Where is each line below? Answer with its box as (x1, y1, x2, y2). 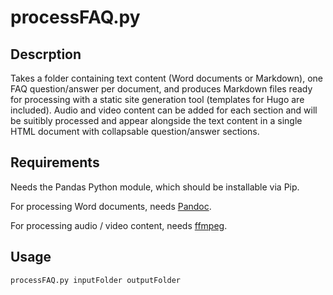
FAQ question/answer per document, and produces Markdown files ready (10, 83, 313, 95)
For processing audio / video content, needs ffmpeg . (10, 219, 228, 231)
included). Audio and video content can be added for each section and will (10, 104, 318, 116)
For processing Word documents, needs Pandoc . (10, 200, 212, 212)
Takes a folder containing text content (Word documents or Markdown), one (10, 72, 323, 84)
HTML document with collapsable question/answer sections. (10, 126, 260, 137)
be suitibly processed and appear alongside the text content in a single (10, 115, 303, 126)
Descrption (10, 46, 82, 63)
